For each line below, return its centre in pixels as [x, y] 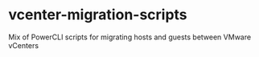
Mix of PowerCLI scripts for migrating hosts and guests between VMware [130, 37]
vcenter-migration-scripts [98, 15]
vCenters [23, 45]
